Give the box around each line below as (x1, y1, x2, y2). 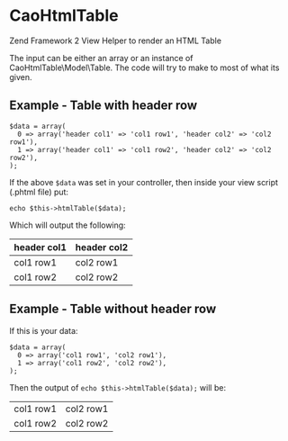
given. (9, 71, 33, 82)
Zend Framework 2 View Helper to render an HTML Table (9, 35, 222, 46)
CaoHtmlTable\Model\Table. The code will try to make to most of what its (9, 62, 280, 73)
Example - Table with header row (9, 98, 198, 113)
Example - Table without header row (9, 301, 217, 317)
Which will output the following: (9, 220, 126, 230)
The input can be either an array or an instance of (9, 52, 193, 63)
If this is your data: (9, 325, 78, 336)
